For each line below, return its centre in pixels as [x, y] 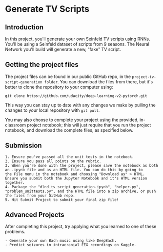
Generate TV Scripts [47, 9]
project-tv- [144, 77]
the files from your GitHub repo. [40, 195]
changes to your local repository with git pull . [52, 110]
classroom [16, 125]
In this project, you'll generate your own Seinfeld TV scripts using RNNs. [78, 39]
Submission [24, 146]
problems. [15, 232]
